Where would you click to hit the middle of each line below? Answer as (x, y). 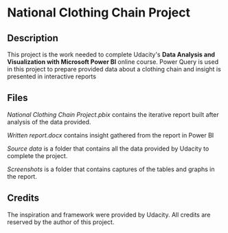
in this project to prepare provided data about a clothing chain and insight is (114, 69)
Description (33, 38)
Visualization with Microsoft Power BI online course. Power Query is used (113, 62)
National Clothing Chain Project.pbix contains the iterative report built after (113, 114)
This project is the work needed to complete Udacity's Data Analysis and (111, 54)
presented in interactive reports (52, 76)
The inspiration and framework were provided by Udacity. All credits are (109, 214)
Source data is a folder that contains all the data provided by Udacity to (108, 148)
